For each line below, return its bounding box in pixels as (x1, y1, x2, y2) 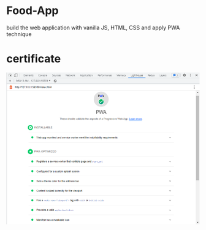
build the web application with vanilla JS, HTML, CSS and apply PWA (6, 24, 180, 31)
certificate (6, 52, 61, 66)
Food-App (6, 4, 59, 18)
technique (6, 30, 32, 37)
